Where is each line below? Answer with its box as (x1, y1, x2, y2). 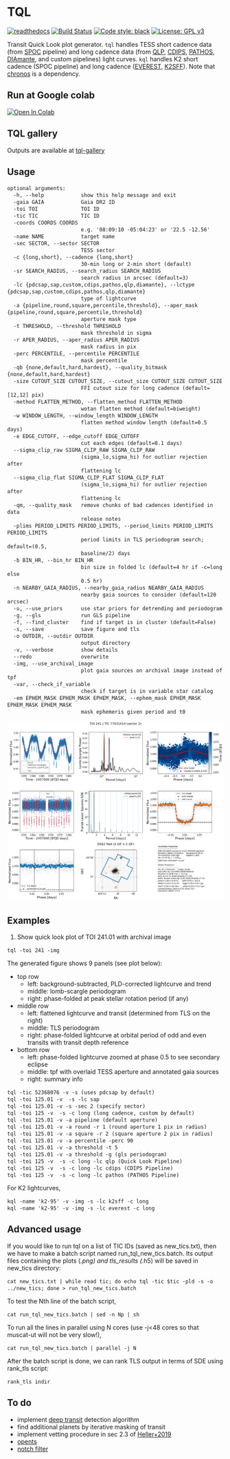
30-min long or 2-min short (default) (80, 261, 192, 268)
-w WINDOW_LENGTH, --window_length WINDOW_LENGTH (13, 413, 158, 420)
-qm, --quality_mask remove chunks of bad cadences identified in (13, 502, 214, 509)
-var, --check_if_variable (13, 681, 91, 688)
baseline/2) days (80, 550, 130, 557)
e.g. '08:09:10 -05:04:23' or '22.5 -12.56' (80, 227, 211, 234)
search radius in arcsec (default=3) (80, 275, 189, 282)
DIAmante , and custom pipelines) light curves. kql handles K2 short (7, 54, 198, 63)
